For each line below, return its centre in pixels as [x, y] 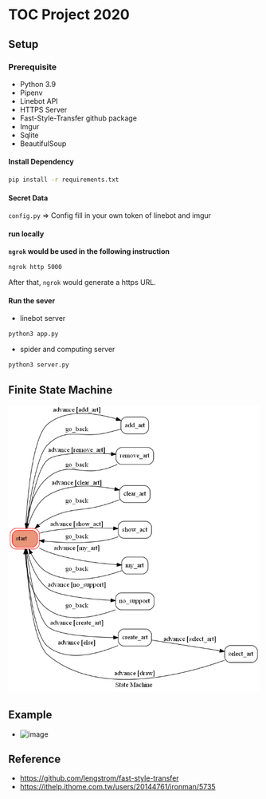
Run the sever [32, 300]
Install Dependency [41, 162]
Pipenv [31, 93]
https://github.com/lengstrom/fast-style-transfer [99, 778]
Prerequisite [33, 67]
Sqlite [29, 135]
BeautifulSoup [43, 143]
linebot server [43, 318]
